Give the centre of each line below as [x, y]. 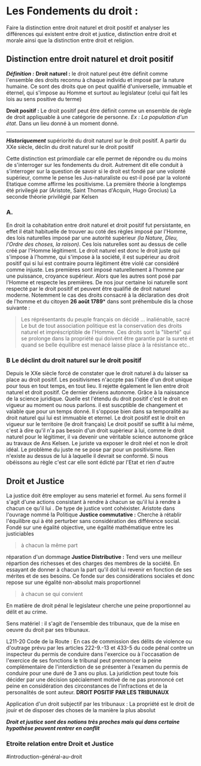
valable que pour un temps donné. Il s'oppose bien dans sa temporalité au [98, 412]
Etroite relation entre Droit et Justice [60, 744]
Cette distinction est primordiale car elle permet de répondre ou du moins [97, 158]
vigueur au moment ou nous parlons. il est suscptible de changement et [95, 405]
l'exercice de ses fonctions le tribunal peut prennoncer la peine [84, 661]
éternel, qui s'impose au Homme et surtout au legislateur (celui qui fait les [97, 92]
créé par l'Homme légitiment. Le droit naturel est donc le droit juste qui [93, 251]
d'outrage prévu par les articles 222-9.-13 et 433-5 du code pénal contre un [100, 648]
